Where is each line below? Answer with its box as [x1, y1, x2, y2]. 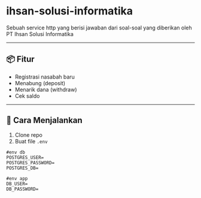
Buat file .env [14, 137, 48, 145]
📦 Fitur [6, 54, 35, 64]
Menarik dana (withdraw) [14, 86, 77, 93]
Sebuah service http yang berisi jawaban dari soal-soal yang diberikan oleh [6, 24, 193, 31]
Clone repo [14, 131, 43, 139]
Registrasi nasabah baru [14, 73, 75, 80]
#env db [6, 149, 26, 155]
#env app [6, 175, 28, 181]
